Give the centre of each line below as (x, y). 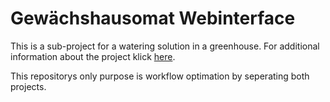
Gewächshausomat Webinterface (153, 18)
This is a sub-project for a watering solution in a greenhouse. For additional (165, 46)
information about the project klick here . (93, 56)
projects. (28, 86)
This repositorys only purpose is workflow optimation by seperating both (160, 76)
